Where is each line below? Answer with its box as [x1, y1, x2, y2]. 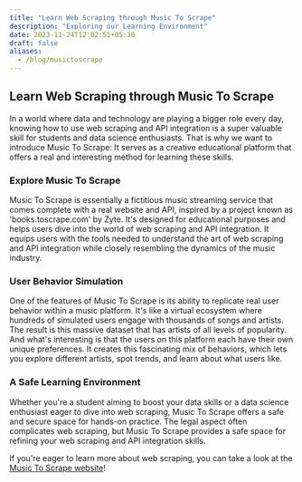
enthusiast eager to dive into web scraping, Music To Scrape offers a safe [9, 406, 285, 417]
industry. [9, 253, 42, 264]
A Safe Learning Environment [9, 376, 141, 389]
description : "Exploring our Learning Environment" [9, 22, 208, 31]
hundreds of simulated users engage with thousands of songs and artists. [9, 314, 284, 326]
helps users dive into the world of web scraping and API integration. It [9, 224, 269, 235]
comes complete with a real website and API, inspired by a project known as [9, 205, 294, 216]
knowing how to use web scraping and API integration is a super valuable [9, 122, 283, 133]
